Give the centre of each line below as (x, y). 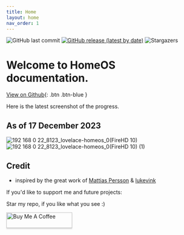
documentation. (48, 78)
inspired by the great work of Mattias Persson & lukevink (85, 180)
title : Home (21, 12)
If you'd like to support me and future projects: (64, 192)
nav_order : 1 (23, 23)
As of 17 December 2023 (54, 125)
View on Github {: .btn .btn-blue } (47, 95)
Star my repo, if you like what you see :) (56, 203)
